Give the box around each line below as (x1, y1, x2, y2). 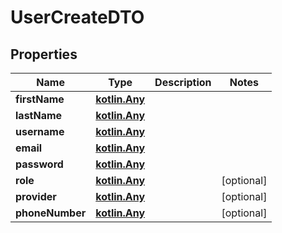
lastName (15, 109, 63, 122)
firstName (15, 92, 65, 106)
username (15, 125, 65, 138)
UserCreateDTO (10, 6, 145, 29)
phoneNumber (15, 206, 87, 220)
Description (154, 76, 212, 89)
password (15, 157, 64, 171)
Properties (10, 46, 78, 63)
